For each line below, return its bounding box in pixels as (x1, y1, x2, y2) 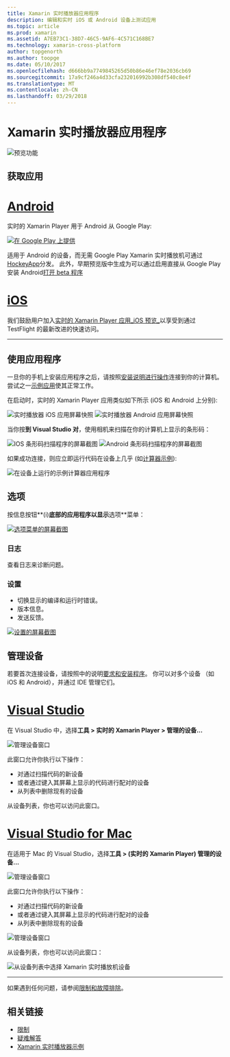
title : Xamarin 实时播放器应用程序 (7, 10, 99, 17)
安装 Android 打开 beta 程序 (7, 268, 84, 276)
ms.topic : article (7, 23, 60, 29)
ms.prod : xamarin (7, 29, 57, 36)
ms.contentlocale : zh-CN (7, 86, 78, 93)
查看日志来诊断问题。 (7, 560, 67, 569)
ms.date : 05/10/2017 (7, 61, 66, 68)
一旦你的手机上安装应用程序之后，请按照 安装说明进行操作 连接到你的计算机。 (7, 373, 223, 381)
